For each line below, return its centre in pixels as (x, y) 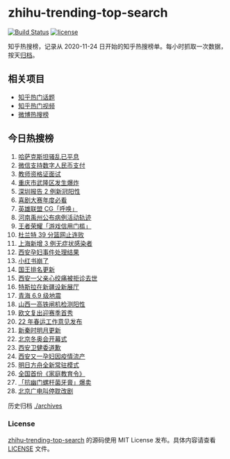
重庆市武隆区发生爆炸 (48, 183)
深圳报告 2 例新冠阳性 (49, 191)
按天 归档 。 (23, 55)
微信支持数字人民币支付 (51, 165)
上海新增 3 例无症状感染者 (55, 243)
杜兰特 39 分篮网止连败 (51, 235)
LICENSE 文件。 (31, 449)
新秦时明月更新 (39, 330)
